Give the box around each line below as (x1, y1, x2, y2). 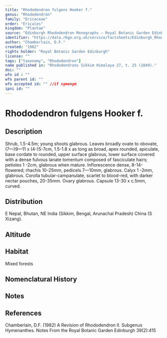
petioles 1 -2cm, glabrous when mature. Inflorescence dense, (5, 162, 131, 168)
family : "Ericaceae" (5, 16, 48, 21)
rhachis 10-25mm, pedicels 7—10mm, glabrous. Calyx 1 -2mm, (25, 167, 154, 173)
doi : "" (5, 68, 21, 73)
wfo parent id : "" (5, 77, 43, 82)
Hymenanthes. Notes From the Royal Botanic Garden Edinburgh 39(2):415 (5, 328, 156, 334)
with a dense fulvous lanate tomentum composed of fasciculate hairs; (5, 157, 148, 163)
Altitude (5, 230, 31, 239)
